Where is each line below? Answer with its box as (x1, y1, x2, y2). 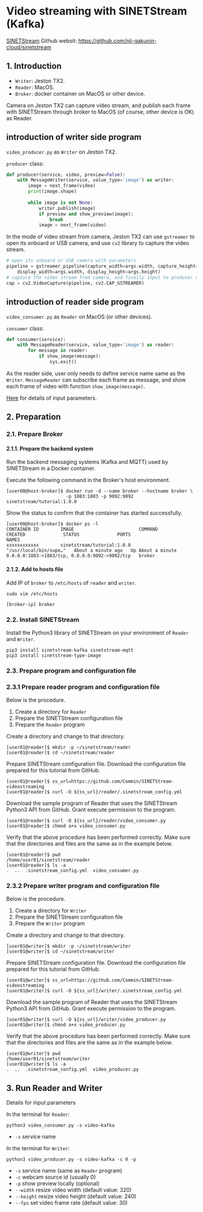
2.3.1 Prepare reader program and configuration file (6, 682, 160, 691)
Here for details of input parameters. (6, 394, 97, 402)
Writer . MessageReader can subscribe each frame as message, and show (6, 376, 186, 383)
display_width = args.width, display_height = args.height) (17, 269, 161, 275)
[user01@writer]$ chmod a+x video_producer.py (6, 1022, 126, 1028)
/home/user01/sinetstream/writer (6, 1056, 91, 1062)
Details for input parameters (6, 1099, 76, 1106)
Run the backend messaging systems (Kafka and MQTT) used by (6, 458, 169, 466)
